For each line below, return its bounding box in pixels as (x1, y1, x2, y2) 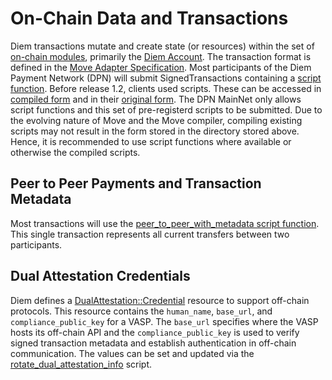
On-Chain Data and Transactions (10, 7, 289, 30)
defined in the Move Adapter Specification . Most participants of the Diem (10, 61, 312, 73)
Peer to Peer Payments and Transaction (10, 175, 262, 192)
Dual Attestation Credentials (10, 268, 191, 285)
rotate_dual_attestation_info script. (10, 358, 152, 370)
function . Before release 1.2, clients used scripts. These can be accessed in (10, 82, 322, 94)
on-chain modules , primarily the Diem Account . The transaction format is (10, 50, 312, 62)
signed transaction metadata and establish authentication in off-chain (10, 337, 297, 349)
